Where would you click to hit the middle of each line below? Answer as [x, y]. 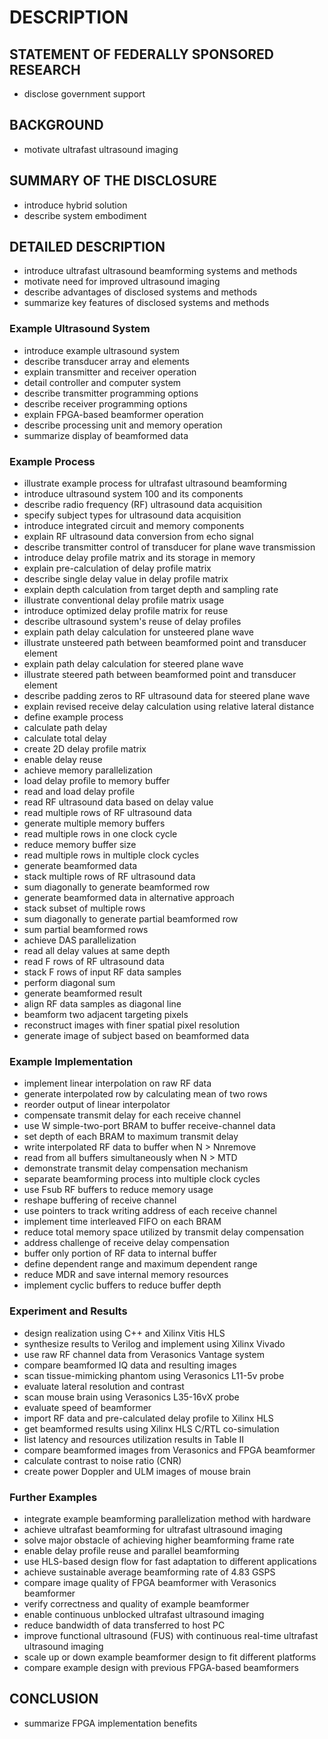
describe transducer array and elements [106, 361]
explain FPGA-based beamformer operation [113, 414]
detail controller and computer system [102, 382]
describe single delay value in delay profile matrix [126, 579]
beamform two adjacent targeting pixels [106, 1015]
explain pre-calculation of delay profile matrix [117, 568]
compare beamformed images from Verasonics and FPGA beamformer [169, 1450]
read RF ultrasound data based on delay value [118, 802]
